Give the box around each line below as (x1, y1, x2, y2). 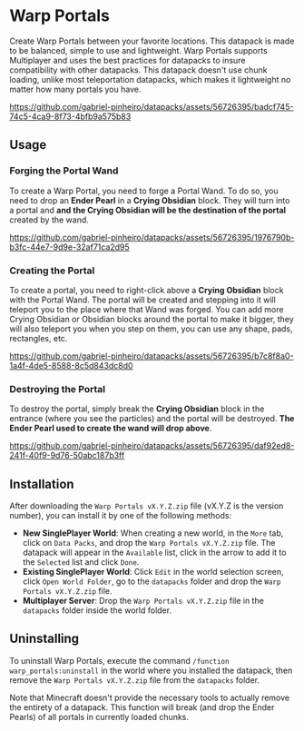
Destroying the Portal (9, 382, 106, 395)
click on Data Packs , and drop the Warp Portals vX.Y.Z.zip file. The (22, 538, 276, 548)
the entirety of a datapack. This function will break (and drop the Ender (9, 701, 275, 713)
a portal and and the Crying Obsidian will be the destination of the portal (9, 204, 287, 215)
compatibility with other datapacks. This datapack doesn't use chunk (9, 64, 268, 75)
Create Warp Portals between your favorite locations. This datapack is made (9, 35, 295, 46)
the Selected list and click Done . (22, 557, 140, 568)
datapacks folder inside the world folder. (22, 605, 172, 616)
